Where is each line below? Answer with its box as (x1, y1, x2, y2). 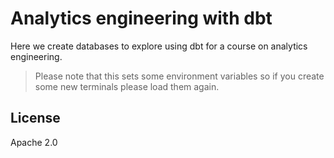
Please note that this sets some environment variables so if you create (34, 70, 325, 82)
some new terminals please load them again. (34, 80, 220, 92)
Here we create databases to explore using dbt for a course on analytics (10, 40, 308, 52)
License (10, 110, 61, 127)
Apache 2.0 (10, 136, 58, 148)
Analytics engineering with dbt (10, 7, 273, 30)
